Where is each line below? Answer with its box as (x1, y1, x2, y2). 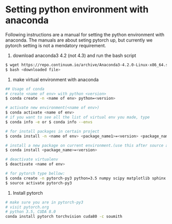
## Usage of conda (5, 86, 45, 91)
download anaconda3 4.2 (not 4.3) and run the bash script (12, 52, 137, 59)
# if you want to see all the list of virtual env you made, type (5, 115, 150, 120)
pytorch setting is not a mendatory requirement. (5, 42, 106, 48)
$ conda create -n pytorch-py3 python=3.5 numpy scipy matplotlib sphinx (5, 176, 166, 181)
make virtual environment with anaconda (12, 76, 99, 83)
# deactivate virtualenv (5, 157, 58, 162)
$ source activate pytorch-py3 (5, 180, 72, 185)
